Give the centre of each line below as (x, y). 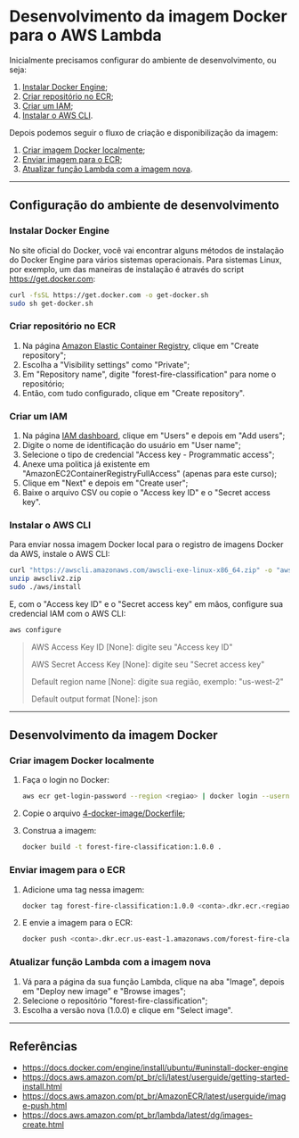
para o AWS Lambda (85, 35)
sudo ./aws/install (45, 587)
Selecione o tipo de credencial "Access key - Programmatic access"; (148, 454)
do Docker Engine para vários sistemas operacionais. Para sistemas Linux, (145, 260)
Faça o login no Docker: (65, 780)
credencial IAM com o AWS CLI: (68, 613)
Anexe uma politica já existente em (86, 464)
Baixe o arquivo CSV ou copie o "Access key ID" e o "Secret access (146, 492)
